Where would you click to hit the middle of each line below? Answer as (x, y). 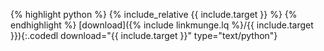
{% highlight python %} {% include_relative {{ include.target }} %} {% (154, 14)
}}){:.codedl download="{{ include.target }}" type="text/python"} (144, 35)
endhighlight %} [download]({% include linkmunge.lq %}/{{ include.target (162, 25)
